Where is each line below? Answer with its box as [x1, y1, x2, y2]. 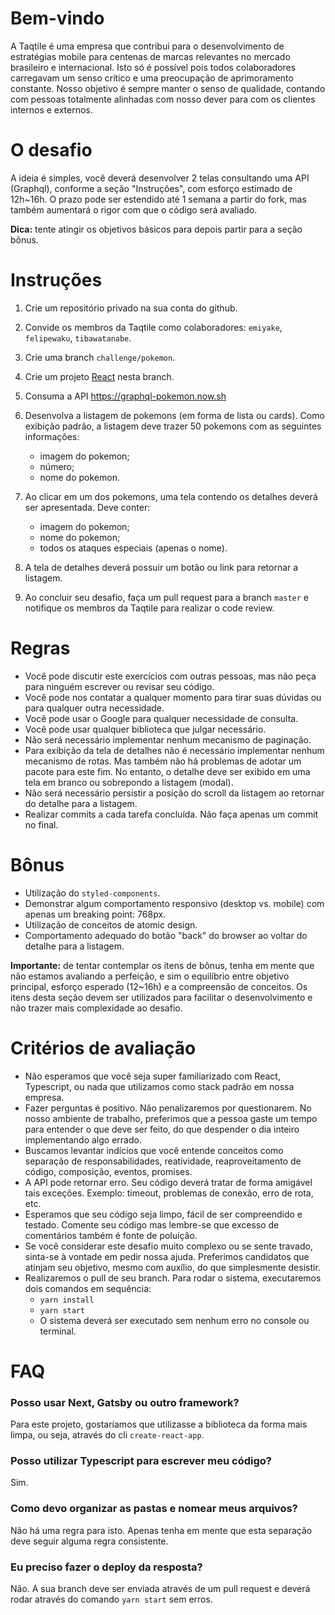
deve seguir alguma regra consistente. [10, 1535, 169, 1547]
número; [39, 460, 75, 472]
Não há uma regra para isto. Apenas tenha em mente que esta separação [10, 1524, 313, 1536]
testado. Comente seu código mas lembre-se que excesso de [24, 1218, 280, 1231]
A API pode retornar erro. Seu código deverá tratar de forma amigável [24, 1176, 313, 1188]
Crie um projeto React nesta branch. [24, 370, 175, 382]
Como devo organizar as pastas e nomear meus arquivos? [10, 1502, 298, 1516]
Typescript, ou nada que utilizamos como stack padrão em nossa [24, 1080, 295, 1092]
